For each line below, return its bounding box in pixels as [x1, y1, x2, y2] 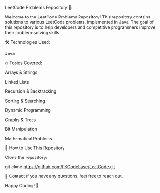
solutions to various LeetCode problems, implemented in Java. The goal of [5, 19, 154, 25]
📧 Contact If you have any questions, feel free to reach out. [5, 173, 123, 179]
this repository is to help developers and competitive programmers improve [5, 24, 156, 30]
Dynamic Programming [5, 107, 51, 113]
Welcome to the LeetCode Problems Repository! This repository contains [5, 14, 151, 19]
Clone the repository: [5, 155, 48, 160]
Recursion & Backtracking [5, 88, 57, 94]
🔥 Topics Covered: [5, 60, 42, 66]
